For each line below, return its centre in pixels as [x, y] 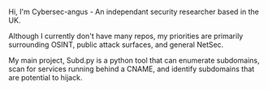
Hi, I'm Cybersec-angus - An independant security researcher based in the [134, 12]
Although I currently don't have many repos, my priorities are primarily [126, 36]
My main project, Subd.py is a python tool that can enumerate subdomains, [134, 60]
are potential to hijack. [45, 77]
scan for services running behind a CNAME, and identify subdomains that [132, 69]
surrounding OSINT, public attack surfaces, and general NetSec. [116, 45]
